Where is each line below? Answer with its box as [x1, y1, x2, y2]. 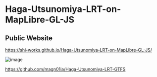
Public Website [5, 34, 53, 42]
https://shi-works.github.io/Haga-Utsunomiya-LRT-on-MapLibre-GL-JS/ [5, 47, 152, 53]
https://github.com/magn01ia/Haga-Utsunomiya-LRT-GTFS [5, 66, 126, 72]
